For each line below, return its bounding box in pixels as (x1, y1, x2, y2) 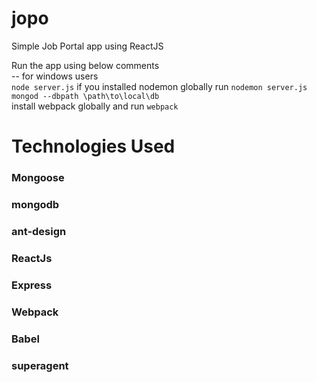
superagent (11, 358, 69, 372)
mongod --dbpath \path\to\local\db (11, 91, 160, 101)
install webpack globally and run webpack (11, 100, 179, 112)
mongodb (11, 197, 60, 211)
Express (11, 278, 53, 292)
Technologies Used (11, 135, 176, 158)
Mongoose (11, 171, 65, 185)
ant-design (11, 224, 67, 238)
